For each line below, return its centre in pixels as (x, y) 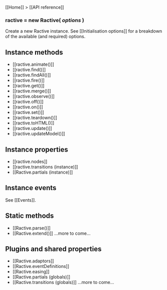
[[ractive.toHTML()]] (33, 123)
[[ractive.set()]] (28, 112)
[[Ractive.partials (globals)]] (41, 277)
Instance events (31, 188)
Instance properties (37, 149)
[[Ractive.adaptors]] (33, 261)
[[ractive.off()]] (28, 102)
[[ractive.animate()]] (33, 64)
